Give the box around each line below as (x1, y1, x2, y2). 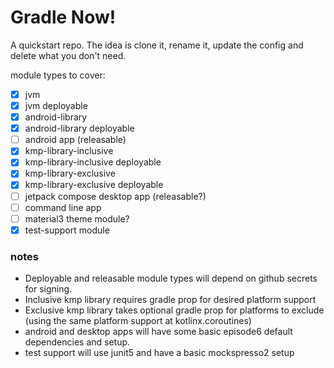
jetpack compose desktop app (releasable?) (24, 190, 207, 202)
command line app (24, 201, 102, 213)
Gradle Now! (10, 6, 117, 29)
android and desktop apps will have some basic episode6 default (24, 326, 293, 338)
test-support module (24, 224, 110, 236)
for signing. (24, 283, 73, 295)
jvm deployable (24, 100, 88, 111)
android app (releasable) (24, 134, 127, 146)
